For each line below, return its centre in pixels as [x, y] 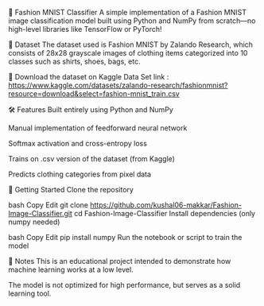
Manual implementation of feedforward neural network [98, 128]
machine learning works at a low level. [71, 269]
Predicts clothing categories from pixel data [80, 174]
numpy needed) [34, 222]
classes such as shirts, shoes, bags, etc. [74, 61]
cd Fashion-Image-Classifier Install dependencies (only [165, 213]
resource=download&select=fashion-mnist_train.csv [94, 94]
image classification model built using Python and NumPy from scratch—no [132, 21]
